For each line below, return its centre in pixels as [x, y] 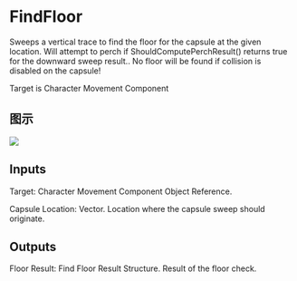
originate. [27, 218]
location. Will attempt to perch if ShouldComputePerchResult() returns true [148, 51]
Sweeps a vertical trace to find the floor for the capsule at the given [135, 42]
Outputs [33, 247]
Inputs [28, 170]
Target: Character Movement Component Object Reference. [121, 191]
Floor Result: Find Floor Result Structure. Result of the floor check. [133, 268]
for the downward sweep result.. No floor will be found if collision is [135, 61]
